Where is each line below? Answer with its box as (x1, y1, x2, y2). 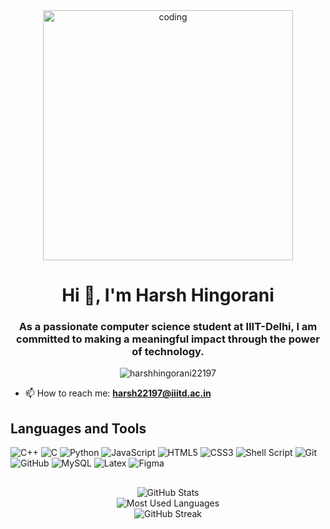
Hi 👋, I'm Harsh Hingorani (61, 284, 275, 307)
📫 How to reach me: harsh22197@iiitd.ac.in (24, 387, 212, 399)
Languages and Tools (10, 420, 147, 437)
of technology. (131, 345, 205, 359)
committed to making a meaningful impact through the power (16, 332, 320, 346)
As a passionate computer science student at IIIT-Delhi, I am (18, 320, 318, 334)
